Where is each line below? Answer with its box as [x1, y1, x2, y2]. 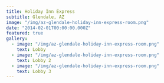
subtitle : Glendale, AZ [6, 14, 65, 20]
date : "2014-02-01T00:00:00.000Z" [6, 25, 91, 31]
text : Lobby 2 [17, 57, 51, 63]
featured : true [6, 30, 44, 36]
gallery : [6, 36, 28, 41]
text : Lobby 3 [17, 68, 51, 74]
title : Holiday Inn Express [6, 8, 76, 15]
